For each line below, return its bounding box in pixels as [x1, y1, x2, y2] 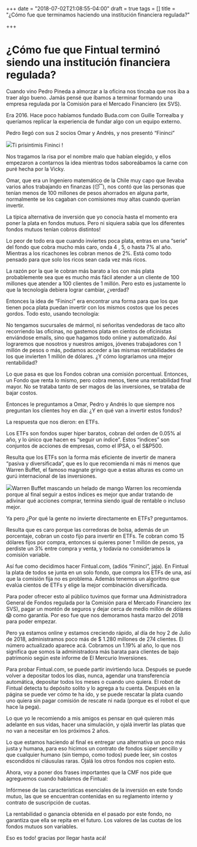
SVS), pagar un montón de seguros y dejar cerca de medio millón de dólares [6, 605, 192, 612]
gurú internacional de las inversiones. [6, 472, 97, 479]
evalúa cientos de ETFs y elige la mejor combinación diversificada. [6, 581, 168, 588]
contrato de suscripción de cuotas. [6, 799, 91, 806]
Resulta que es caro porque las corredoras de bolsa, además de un [6, 526, 169, 533]
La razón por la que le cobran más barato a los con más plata [6, 267, 155, 274]
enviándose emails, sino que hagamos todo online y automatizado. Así [6, 334, 176, 341]
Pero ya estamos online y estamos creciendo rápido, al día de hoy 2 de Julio [6, 629, 191, 636]
